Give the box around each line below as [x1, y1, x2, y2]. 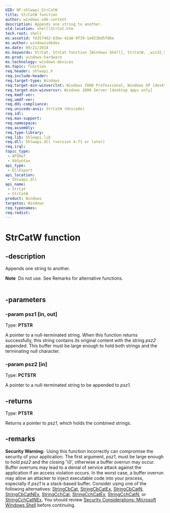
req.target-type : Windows [5, 78, 60, 83]
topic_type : [5, 149, 30, 154]
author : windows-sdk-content [5, 17, 67, 22]
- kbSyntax [7, 158, 30, 163]
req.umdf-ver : [5, 97, 35, 102]
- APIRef [7, 154, 26, 159]
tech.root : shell [5, 31, 42, 36]
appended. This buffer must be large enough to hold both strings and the [5, 343, 158, 349]
